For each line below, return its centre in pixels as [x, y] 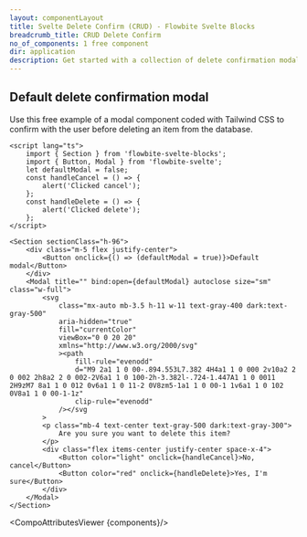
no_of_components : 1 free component [79, 43]
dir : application [42, 52]
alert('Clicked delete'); [92, 210]
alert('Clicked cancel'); [92, 185]
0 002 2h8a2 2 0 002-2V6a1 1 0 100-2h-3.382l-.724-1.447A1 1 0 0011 [143, 377]
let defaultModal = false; [77, 170]
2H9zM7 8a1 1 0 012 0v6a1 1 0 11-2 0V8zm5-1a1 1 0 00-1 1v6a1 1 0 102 [147, 385]
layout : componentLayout [57, 18]
